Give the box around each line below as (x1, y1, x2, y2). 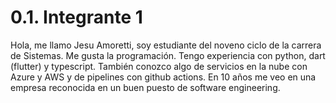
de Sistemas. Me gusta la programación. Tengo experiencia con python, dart (10, 49, 326, 61)
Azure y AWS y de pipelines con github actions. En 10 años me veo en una (10, 71, 317, 83)
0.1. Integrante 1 (10, 6, 143, 29)
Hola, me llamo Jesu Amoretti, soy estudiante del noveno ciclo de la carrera (10, 39, 322, 51)
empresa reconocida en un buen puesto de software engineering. (10, 81, 281, 93)
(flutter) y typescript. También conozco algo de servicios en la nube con (10, 60, 308, 72)
